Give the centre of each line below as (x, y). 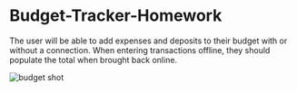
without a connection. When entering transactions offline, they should (140, 50)
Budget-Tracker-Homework (116, 16)
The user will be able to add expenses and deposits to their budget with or (148, 41)
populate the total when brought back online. (94, 60)
